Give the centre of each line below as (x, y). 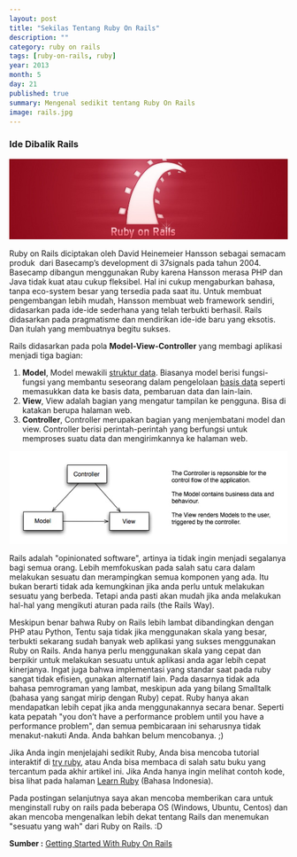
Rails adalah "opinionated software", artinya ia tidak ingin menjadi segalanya (148, 558)
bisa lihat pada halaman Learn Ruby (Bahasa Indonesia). (111, 781)
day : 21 (23, 84)
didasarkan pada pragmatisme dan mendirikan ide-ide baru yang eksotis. (142, 319)
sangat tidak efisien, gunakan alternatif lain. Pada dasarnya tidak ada (135, 679)
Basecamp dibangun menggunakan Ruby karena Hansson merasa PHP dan (146, 272)
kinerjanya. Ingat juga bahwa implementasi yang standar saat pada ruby (140, 670)
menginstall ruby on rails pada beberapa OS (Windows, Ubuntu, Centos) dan (148, 807)
